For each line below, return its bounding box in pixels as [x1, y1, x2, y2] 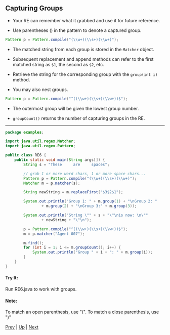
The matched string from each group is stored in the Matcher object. [12, 46, 154, 52]
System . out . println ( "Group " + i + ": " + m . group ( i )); [32, 250, 153, 255]
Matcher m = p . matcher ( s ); [23, 181, 80, 186]
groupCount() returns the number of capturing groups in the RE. [12, 115, 145, 121]
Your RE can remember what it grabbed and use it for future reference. [12, 17, 160, 23]
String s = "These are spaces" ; [23, 162, 110, 167]
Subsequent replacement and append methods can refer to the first [12, 56, 154, 62]
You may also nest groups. [12, 86, 68, 93]
